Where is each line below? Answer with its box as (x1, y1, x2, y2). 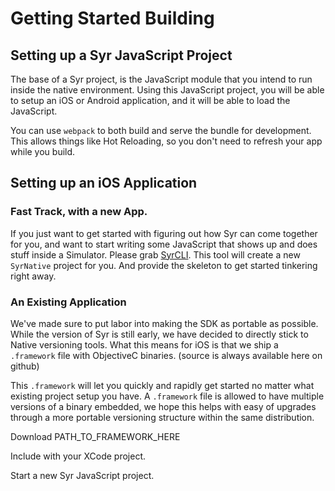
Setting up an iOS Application (10, 175, 198, 192)
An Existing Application (10, 295, 127, 309)
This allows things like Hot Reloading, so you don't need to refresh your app (10, 135, 323, 147)
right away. (10, 270, 57, 282)
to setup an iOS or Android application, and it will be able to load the (10, 95, 291, 106)
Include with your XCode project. (10, 450, 147, 462)
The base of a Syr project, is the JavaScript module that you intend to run (10, 73, 313, 85)
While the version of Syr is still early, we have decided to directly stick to (10, 328, 309, 340)
